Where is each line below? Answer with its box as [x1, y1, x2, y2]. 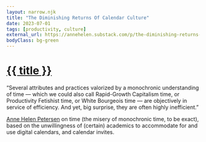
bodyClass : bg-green [6, 37, 59, 43]
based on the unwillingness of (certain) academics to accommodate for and [6, 122, 198, 129]
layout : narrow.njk [6, 9, 56, 15]
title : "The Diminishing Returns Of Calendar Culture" [6, 15, 150, 21]
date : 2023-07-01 [6, 20, 51, 26]
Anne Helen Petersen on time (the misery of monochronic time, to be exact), [6, 115, 199, 122]
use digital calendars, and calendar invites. [6, 128, 115, 135]
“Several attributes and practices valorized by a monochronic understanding [6, 84, 199, 91]
